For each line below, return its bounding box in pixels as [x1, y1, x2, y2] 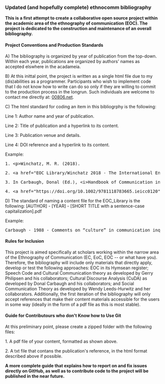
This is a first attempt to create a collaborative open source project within [5, 15, 158, 21]
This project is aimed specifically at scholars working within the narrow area [5, 249, 159, 255]
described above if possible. [5, 353, 63, 359]
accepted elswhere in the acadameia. [5, 64, 81, 69]
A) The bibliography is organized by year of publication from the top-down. [5, 53, 157, 59]
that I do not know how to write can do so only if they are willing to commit [5, 83, 156, 90]
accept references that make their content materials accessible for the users [5, 296, 160, 302]
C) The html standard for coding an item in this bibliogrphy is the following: [5, 103, 156, 109]
